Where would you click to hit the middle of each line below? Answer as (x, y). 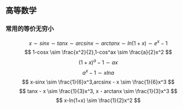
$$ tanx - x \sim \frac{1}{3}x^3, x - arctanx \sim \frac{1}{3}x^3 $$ (98, 91)
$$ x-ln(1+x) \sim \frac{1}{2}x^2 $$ (98, 100)
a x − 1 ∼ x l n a (98, 72)
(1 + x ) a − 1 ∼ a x (98, 62)
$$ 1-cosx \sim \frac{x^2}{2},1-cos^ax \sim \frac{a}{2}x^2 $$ (98, 52)
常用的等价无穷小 (30, 29)
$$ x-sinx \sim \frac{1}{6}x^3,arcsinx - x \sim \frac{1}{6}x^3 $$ (98, 82)
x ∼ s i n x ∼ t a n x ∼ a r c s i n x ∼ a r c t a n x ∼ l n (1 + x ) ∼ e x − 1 (98, 42)
